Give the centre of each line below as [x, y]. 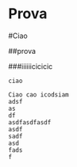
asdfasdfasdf [30, 122]
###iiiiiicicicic [31, 66]
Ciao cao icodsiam [38, 95]
